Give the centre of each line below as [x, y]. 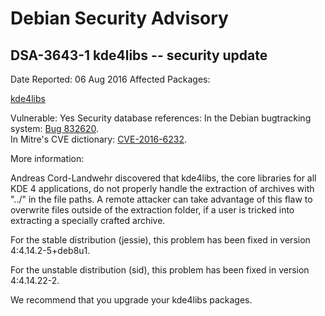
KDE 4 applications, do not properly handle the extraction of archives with [162, 188]
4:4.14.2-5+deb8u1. [50, 250]
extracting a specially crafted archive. [88, 220]
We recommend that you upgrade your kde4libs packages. [131, 300]
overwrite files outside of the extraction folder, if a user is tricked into [152, 210]
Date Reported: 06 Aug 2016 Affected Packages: [110, 79]
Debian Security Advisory [119, 18]
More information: [47, 158]
